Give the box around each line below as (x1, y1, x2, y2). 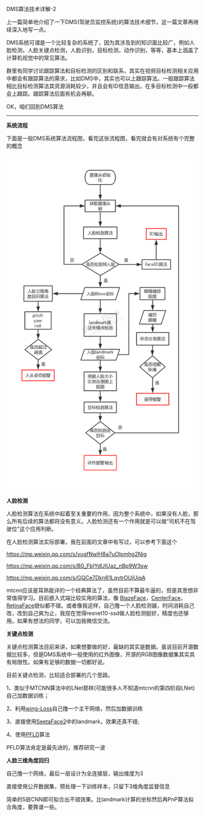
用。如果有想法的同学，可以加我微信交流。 (6, 617, 113, 624)
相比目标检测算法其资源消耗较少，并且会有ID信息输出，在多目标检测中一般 (6, 82, 193, 90)
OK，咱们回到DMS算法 (6, 103, 64, 110)
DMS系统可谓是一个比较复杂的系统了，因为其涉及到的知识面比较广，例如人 (6, 39, 195, 46)
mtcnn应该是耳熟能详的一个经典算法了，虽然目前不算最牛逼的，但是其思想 (6, 587, 193, 594)
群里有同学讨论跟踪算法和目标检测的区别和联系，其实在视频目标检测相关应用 (6, 67, 199, 74)
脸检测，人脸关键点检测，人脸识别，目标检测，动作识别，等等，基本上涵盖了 (6, 46, 199, 54)
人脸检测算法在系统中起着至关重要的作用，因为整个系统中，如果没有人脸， (6, 510, 193, 518)
